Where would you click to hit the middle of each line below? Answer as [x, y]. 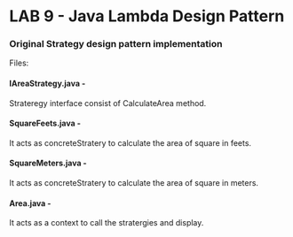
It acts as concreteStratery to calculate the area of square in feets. [130, 142]
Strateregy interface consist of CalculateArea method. [108, 103]
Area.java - [30, 203]
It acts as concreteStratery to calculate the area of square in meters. [134, 183]
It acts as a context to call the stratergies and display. [107, 223]
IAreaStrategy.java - [48, 84]
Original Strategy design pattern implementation [116, 44]
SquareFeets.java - [45, 123]
